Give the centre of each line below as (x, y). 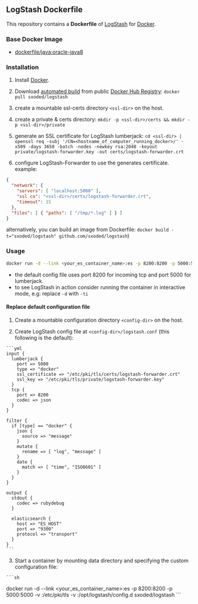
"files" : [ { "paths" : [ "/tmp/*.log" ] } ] (67, 213)
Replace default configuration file (48, 307)
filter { (17, 421)
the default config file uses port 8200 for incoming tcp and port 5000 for (103, 275)
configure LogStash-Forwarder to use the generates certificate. (92, 163)
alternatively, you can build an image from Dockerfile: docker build (88, 230)
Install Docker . (32, 80)
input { (16, 354)
